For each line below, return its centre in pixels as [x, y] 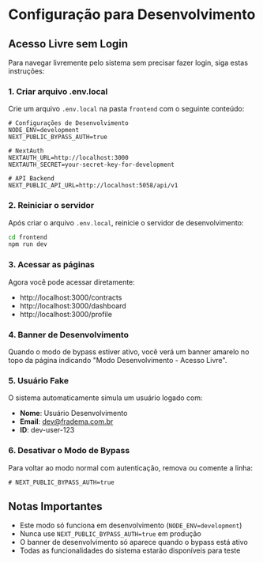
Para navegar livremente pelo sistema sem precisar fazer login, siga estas [128, 62]
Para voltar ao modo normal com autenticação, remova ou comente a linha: [130, 467]
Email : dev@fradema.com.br [66, 421]
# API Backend [32, 179]
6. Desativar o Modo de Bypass [69, 451]
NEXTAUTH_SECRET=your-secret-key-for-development [92, 165]
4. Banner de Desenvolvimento [68, 334]
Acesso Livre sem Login [68, 44]
